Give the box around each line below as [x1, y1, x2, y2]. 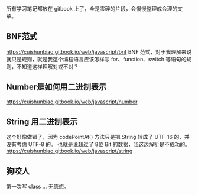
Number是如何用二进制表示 [6, 82, 107, 92]
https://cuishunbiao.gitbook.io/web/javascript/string [6, 147, 133, 155]
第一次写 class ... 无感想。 [6, 183, 69, 190]
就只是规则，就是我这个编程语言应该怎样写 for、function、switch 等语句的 [6, 56, 187, 63]
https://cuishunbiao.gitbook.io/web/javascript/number [6, 98, 138, 105]
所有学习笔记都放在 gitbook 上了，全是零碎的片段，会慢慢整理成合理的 [6, 5, 178, 12]
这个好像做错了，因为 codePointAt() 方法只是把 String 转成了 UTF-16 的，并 [6, 134, 190, 141]
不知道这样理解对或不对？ [16, 63, 79, 70]
